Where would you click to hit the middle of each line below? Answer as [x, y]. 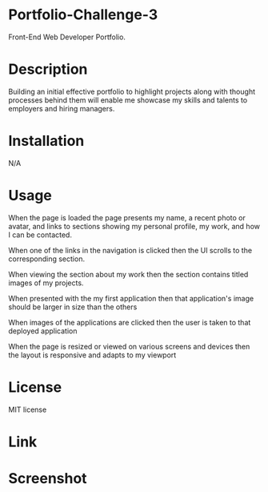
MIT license [28, 409]
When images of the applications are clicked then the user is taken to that [130, 322]
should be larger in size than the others [73, 307]
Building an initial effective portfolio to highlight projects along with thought [132, 91]
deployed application [43, 331]
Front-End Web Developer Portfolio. [67, 37]
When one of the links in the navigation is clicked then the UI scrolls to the [130, 250]
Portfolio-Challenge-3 [83, 15]
